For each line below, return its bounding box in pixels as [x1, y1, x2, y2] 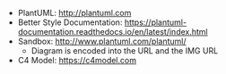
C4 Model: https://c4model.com [17, 55, 137, 65]
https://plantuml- [124, 17, 187, 28]
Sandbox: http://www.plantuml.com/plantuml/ [17, 36, 187, 46]
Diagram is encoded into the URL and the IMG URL [30, 45, 219, 56]
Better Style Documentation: [17, 17, 123, 28]
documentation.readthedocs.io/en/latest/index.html [17, 27, 208, 37]
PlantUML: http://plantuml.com [17, 8, 132, 18]
